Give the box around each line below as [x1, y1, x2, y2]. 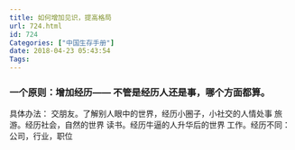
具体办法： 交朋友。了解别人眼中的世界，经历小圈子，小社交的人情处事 [9, 109, 272, 119]
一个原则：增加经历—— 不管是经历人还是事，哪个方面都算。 [9, 86, 271, 99]
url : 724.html [9, 22, 63, 31]
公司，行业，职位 [9, 131, 73, 142]
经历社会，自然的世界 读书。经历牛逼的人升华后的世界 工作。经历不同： [24, 119, 290, 130]
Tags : [9, 55, 30, 64]
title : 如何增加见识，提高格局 [9, 13, 112, 22]
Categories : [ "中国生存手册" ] [9, 38, 115, 48]
